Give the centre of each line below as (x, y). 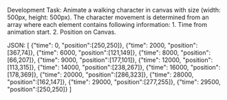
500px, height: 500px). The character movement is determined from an (108, 17)
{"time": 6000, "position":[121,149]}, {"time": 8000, (108, 52)
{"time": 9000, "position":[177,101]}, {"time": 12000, (109, 60)
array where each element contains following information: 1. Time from (107, 24)
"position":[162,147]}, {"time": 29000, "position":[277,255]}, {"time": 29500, (114, 82)
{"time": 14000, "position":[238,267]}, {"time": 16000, (113, 67)
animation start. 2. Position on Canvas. (62, 32)
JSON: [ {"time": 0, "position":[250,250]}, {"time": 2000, (87, 45)
